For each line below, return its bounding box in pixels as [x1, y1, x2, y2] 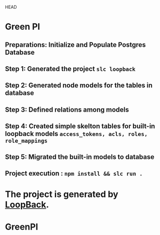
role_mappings [5, 137, 48, 144]
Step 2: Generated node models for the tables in [5, 81, 153, 90]
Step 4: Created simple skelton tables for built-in [5, 122, 155, 131]
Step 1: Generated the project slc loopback [5, 64, 136, 73]
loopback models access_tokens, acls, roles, [5, 130, 148, 138]
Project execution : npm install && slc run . [5, 169, 143, 177]
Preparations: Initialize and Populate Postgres [5, 40, 146, 49]
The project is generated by [5, 189, 119, 200]
